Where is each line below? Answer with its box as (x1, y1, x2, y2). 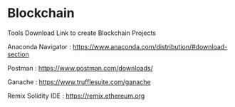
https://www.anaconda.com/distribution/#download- (72, 42, 228, 51)
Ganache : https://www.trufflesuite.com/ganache (7, 77, 151, 86)
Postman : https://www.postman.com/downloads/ (7, 63, 153, 72)
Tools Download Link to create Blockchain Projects (7, 29, 157, 37)
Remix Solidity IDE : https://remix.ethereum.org (7, 91, 145, 100)
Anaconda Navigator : (7, 42, 71, 51)
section (7, 50, 30, 58)
